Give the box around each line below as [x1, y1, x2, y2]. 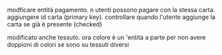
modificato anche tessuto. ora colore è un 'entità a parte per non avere [7, 33, 206, 41]
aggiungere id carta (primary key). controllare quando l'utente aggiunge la [7, 13, 216, 21]
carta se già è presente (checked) [7, 20, 102, 28]
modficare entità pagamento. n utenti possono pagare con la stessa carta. [7, 6, 215, 14]
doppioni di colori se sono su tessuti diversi [7, 41, 130, 48]
